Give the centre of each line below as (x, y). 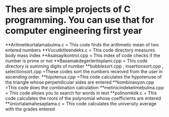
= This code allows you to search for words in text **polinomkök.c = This (81, 93)
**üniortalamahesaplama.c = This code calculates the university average (81, 103)
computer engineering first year (74, 31)
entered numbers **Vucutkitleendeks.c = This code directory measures (80, 50)
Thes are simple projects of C (68, 9)
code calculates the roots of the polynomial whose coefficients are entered (83, 98)
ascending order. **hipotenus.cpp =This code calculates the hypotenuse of (83, 77)
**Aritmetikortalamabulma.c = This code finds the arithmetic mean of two (82, 44)
